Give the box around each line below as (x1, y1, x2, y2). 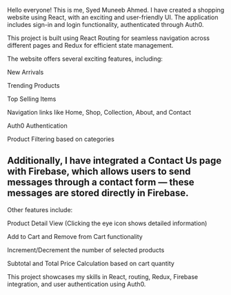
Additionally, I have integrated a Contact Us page (7, 155, 222, 166)
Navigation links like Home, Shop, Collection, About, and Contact (7, 108, 192, 116)
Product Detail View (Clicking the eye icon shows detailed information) (7, 219, 208, 227)
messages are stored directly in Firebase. (7, 187, 189, 199)
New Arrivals (7, 68, 44, 76)
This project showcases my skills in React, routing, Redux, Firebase (7, 272, 199, 280)
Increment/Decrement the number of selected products (7, 245, 165, 254)
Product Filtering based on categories (7, 135, 115, 143)
